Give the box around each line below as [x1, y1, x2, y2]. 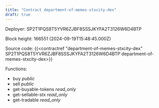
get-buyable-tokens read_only [12, 86, 76, 92]
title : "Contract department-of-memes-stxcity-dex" [5, 7, 116, 13]
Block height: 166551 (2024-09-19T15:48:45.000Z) [5, 36, 111, 42]
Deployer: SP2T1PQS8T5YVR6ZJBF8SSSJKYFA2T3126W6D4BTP [5, 26, 142, 32]
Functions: [5, 66, 27, 72]
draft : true [5, 12, 30, 17]
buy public [12, 75, 35, 81]
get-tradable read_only [12, 96, 61, 103]
